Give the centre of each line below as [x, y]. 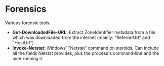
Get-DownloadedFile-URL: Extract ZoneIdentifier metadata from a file [84, 32]
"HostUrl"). [24, 42]
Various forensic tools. [28, 23]
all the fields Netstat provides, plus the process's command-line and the [85, 53]
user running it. [28, 58]
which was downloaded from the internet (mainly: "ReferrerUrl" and [81, 37]
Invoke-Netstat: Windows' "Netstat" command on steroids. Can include [85, 48]
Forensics [26, 9]
